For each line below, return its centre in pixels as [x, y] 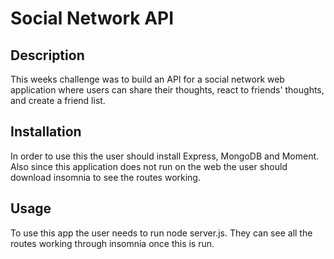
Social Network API [92, 18]
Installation [46, 132]
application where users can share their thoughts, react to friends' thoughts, [167, 90]
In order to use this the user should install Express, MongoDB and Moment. [165, 156]
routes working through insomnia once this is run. [112, 243]
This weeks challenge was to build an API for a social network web [147, 79]
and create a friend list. [58, 100]
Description [47, 55]
